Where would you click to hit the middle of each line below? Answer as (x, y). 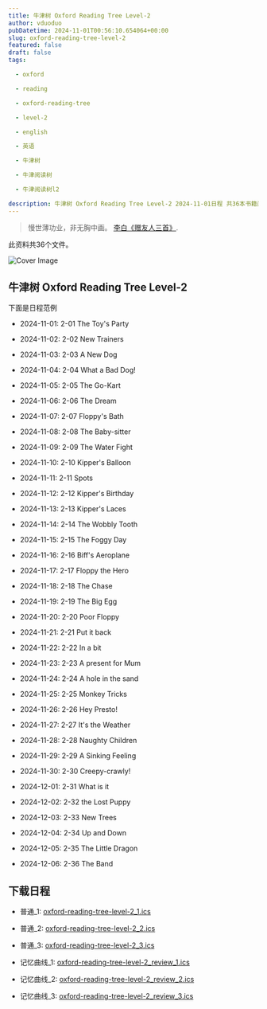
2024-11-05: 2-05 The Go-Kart (70, 385)
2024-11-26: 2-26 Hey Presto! (68, 710)
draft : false (30, 53)
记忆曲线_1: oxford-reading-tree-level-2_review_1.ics (105, 962)
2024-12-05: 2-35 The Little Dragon (79, 848)
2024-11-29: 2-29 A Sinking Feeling (78, 756)
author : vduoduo (35, 23)
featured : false (35, 45)
